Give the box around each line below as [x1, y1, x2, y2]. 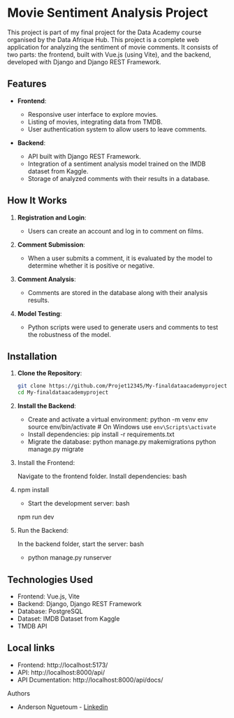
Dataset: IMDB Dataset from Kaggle [17, 614, 120, 623]
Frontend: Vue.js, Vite [17, 592, 80, 601]
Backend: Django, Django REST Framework [17, 599, 142, 608]
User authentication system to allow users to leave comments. [27, 124, 207, 134]
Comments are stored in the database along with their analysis [27, 288, 208, 296]
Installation [7, 350, 57, 362]
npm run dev [17, 512, 54, 522]
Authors [7, 689, 30, 697]
